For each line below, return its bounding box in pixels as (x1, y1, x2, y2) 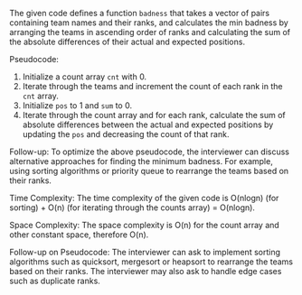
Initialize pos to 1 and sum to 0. (22, 100, 133, 111)
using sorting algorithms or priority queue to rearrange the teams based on (9, 166, 289, 176)
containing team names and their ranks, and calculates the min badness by (9, 17, 289, 28)
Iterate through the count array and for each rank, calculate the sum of (22, 110, 287, 120)
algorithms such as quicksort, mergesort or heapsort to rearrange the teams (9, 256, 294, 267)
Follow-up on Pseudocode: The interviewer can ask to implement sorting (9, 247, 281, 257)
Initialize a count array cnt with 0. (22, 71, 147, 82)
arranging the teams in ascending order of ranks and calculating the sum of (9, 27, 291, 37)
